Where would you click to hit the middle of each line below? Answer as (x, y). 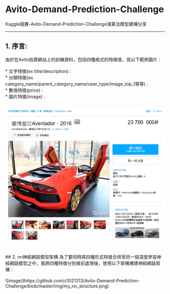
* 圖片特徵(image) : (25, 96)
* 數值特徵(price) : (24, 90)
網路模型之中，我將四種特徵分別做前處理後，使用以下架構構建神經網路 (82, 263)
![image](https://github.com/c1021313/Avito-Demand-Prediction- (73, 281)
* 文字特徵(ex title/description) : (38, 71)
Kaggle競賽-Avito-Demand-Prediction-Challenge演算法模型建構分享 (76, 24)
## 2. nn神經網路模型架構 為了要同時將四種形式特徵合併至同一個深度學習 (81, 257)
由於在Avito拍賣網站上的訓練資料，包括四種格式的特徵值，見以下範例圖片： (83, 59)
